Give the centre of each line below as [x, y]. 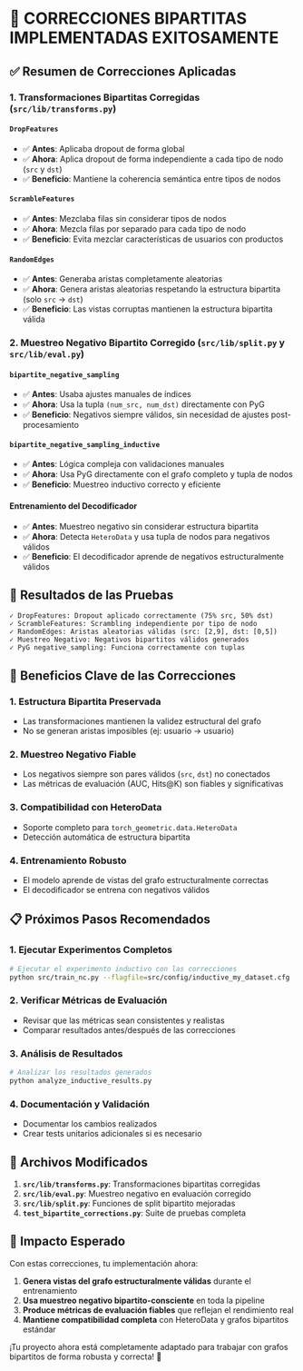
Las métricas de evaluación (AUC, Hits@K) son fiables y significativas [153, 784]
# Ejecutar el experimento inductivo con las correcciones [123, 969]
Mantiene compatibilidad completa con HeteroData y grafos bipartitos [155, 1319]
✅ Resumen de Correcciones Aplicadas [123, 71]
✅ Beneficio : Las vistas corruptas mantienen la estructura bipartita [148, 309]
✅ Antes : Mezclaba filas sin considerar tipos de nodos [124, 218]
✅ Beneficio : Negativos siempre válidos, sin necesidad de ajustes [146, 415]
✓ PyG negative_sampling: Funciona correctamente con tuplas [127, 648]
